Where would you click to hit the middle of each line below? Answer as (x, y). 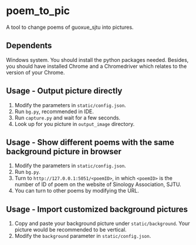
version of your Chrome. (36, 72)
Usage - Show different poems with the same (90, 142)
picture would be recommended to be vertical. (71, 230)
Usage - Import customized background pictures (97, 209)
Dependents (29, 46)
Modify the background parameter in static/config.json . (83, 236)
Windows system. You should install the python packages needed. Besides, (97, 59)
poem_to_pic (38, 11)
